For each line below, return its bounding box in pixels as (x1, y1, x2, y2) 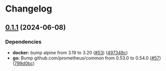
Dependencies (5, 38, 42, 45)
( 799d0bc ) (12, 60, 35, 66)
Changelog (5, 3, 52, 15)
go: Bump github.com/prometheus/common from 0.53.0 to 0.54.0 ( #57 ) (12, 55, 161, 61)
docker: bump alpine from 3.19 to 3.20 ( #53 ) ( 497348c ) (12, 49, 128, 55)
